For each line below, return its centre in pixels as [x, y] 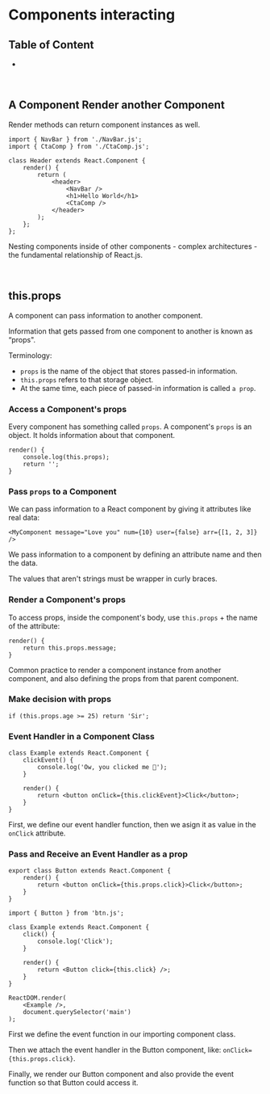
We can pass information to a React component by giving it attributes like [130, 509]
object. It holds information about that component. [92, 435]
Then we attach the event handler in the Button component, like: [115, 1050]
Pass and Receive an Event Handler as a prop [98, 854]
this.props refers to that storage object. [87, 379]
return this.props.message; [70, 648]
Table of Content [51, 45]
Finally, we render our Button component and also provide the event [121, 1074]
